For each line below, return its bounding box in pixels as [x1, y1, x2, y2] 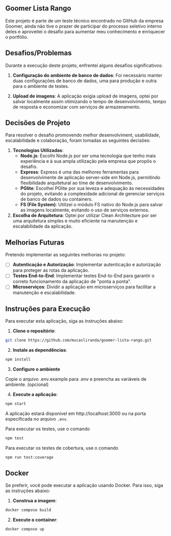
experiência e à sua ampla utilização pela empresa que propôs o [20, 158, 156, 164]
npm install [5, 357, 31, 362]
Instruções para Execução [5, 304, 90, 313]
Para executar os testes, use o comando [5, 426, 90, 432]
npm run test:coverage [5, 454, 54, 460]
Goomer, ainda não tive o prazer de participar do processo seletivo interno [5, 23, 162, 29]
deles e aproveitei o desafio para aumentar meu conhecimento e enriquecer [5, 28, 165, 35]
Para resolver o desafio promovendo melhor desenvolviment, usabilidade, [5, 132, 161, 138]
